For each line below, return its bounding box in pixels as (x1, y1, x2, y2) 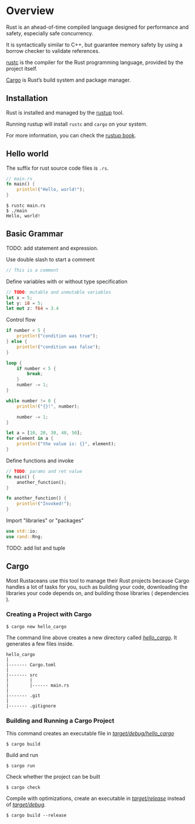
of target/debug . (6, 801, 46, 808)
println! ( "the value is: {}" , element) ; (16, 441, 117, 447)
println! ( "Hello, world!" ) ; (16, 187, 85, 193)
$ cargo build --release (6, 812, 67, 819)
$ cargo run (6, 763, 35, 769)
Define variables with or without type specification (6, 278, 128, 285)
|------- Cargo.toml (6, 662, 57, 668)
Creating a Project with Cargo (6, 610, 92, 618)
